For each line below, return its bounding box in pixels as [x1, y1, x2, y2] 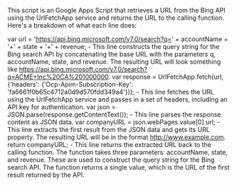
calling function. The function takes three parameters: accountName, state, [7, 148, 228, 156]
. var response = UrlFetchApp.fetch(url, [108, 72, 224, 81]
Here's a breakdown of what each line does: [7, 21, 137, 29]
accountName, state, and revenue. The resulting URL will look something [7, 58, 221, 66]
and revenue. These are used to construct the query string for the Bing [7, 155, 215, 164]
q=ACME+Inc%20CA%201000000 [7, 72, 109, 81]
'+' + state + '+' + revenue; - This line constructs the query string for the [7, 43, 220, 50]
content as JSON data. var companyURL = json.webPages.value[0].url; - [7, 118, 221, 126]
